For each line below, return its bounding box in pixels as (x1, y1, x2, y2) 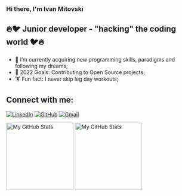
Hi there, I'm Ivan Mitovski (6, 5, 84, 13)
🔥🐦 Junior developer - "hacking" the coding (6, 24, 177, 34)
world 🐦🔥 (6, 37, 45, 47)
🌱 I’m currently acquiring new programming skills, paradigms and (14, 56, 175, 63)
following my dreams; (14, 62, 69, 69)
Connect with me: (6, 95, 74, 105)
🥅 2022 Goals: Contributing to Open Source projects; (14, 68, 145, 76)
